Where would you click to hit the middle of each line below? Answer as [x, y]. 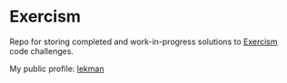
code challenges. [42, 51]
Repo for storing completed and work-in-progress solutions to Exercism [143, 41]
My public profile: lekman [57, 69]
